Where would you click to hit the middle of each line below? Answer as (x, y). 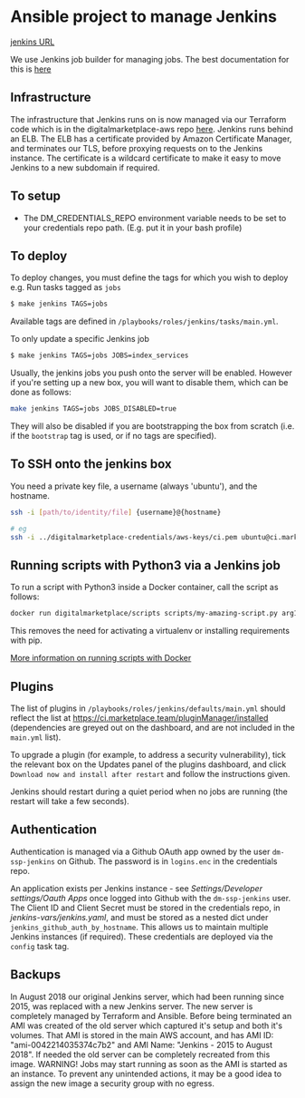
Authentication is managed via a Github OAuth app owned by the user (140, 851)
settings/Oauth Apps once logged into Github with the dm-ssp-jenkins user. (151, 898)
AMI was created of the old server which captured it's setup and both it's (147, 1025)
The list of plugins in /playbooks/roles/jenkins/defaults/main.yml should (148, 708)
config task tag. (40, 946)
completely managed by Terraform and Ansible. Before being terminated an (151, 1015)
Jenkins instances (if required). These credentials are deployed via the (142, 937)
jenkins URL (33, 42)
